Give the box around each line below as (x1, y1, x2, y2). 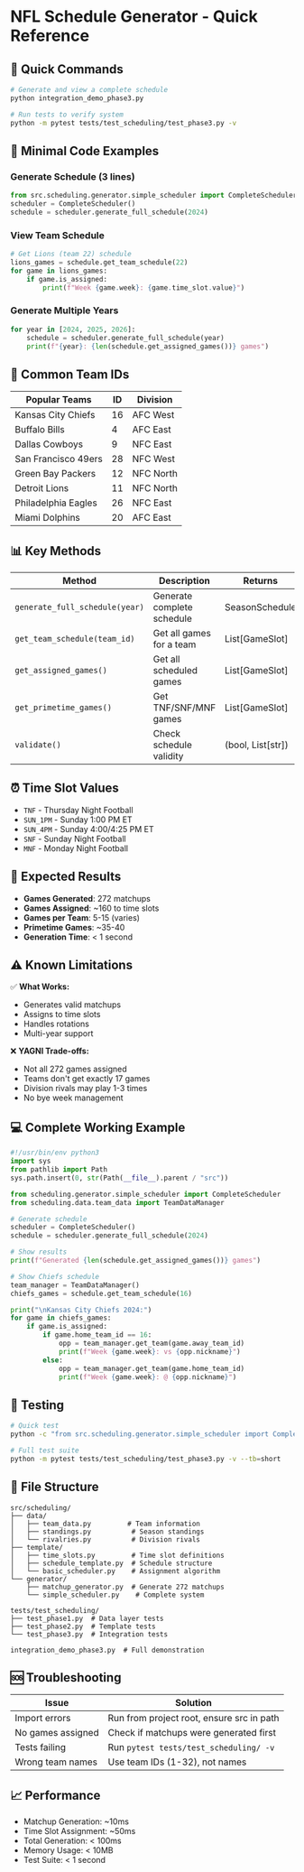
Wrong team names (14, 1756, 98, 1768)
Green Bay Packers (14, 468, 97, 480)
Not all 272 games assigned (23, 1063, 127, 1075)
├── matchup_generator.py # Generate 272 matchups (26, 1582, 225, 1591)
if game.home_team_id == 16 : (42, 1330, 152, 1339)
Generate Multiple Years (10, 304, 119, 317)
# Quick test (10, 1422, 60, 1431)
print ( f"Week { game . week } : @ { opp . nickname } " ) (58, 1372, 237, 1382)
